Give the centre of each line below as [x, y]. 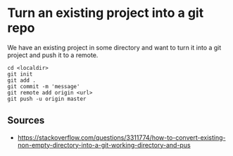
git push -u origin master [47, 99]
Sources [26, 120]
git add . [22, 80]
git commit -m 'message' [44, 86]
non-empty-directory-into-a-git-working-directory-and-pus [104, 145]
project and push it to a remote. [53, 55]
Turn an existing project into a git [106, 13]
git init [20, 74]
